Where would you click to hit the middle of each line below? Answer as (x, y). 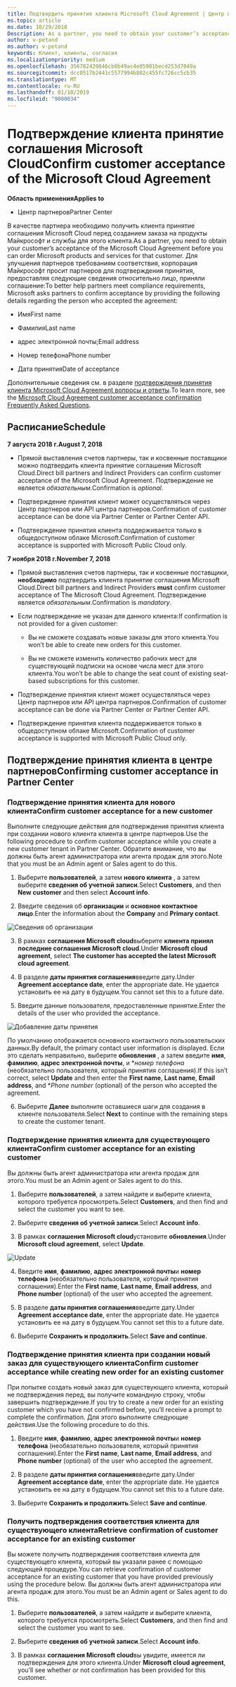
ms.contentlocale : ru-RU (44, 86)
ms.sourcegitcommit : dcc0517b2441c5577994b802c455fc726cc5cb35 (102, 73)
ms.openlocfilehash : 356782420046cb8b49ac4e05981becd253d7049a (102, 66)
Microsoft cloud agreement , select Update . (81, 1244)
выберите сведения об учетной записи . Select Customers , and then (119, 885)
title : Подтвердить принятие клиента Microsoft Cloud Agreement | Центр (116, 14)
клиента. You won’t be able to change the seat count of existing (120, 673)
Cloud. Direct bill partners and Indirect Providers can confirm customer (119, 472)
